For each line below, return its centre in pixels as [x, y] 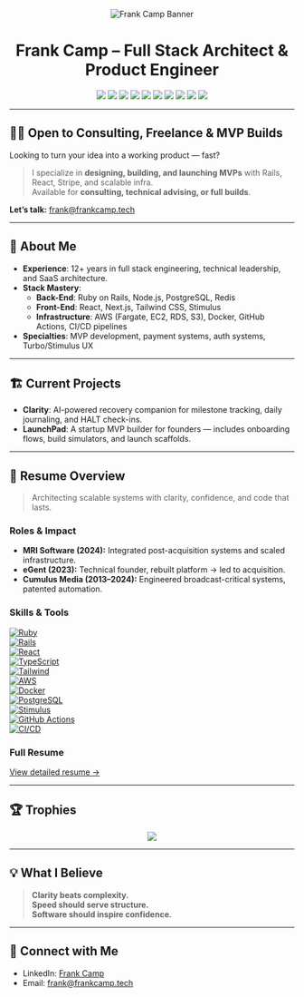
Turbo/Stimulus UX [58, 346]
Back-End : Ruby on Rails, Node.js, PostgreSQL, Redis [136, 297]
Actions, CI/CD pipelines [81, 326]
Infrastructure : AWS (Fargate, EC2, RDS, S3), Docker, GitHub [150, 317]
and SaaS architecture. [65, 278]
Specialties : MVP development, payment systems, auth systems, [144, 336]
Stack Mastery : [52, 288]
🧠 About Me [43, 246]
